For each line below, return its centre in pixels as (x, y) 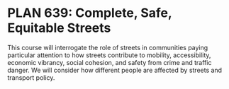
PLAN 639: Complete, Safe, (90, 13)
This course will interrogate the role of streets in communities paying (108, 47)
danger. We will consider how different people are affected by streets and (114, 70)
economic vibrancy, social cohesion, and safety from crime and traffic (110, 62)
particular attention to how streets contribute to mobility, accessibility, (109, 55)
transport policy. (31, 77)
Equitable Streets (59, 28)
